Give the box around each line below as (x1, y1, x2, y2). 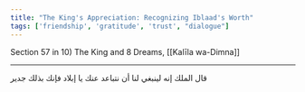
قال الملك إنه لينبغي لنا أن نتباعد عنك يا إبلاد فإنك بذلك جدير (10, 72, 207, 83)
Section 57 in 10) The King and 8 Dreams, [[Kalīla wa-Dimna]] (10, 46, 241, 57)
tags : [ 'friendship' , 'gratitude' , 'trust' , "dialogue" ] (10, 22, 230, 31)
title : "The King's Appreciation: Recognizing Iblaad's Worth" (10, 13, 254, 23)
